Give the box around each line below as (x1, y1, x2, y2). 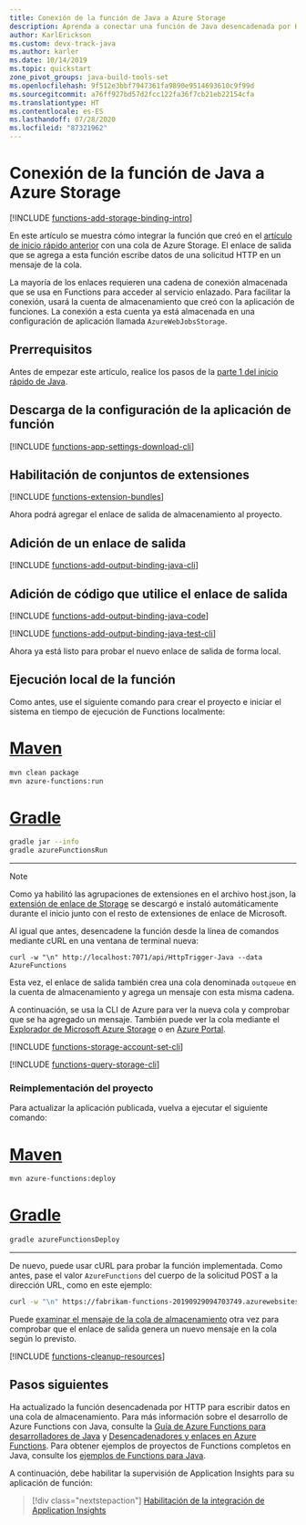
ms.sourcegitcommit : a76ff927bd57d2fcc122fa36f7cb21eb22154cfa (9, 89, 255, 99)
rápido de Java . (9, 376, 68, 387)
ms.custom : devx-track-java (9, 38, 117, 48)
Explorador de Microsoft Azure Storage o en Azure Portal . (9, 1023, 226, 1035)
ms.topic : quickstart (9, 65, 92, 74)
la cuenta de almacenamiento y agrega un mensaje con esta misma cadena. (9, 987, 294, 998)
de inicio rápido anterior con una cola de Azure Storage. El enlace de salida (9, 239, 291, 251)
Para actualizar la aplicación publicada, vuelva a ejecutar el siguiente (9, 1103, 269, 1114)
